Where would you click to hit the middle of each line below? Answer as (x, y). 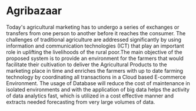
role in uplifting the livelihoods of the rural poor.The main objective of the (94, 52)
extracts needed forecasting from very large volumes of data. (81, 102)
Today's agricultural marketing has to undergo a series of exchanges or (93, 27)
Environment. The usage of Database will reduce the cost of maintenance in (98, 83)
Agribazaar (34, 11)
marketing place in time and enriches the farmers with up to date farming (95, 70)
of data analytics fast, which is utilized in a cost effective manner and (90, 96)
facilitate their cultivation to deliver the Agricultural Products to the (87, 64)
